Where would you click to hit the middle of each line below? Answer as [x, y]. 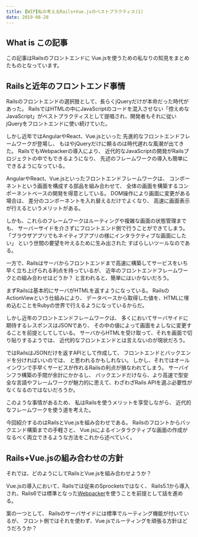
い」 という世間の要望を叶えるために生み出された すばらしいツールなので [95, 243]
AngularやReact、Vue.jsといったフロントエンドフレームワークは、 [87, 179]
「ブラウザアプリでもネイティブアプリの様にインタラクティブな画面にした [97, 236]
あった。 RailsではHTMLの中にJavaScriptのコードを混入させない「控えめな [98, 109]
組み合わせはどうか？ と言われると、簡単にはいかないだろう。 [97, 278]
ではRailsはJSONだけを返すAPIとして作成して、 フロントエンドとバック [93, 353]
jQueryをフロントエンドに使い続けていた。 [58, 124]
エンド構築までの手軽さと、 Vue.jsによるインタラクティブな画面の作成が [99, 430]
